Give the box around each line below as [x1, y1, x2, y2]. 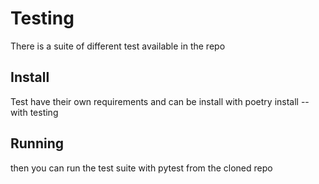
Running [10, 135, 65, 152]
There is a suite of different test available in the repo [10, 40, 226, 52]
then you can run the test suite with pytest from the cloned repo [10, 162, 273, 174]
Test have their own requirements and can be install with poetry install [10, 95, 299, 107]
